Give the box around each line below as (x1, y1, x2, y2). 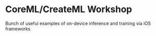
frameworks (5, 25, 30, 31)
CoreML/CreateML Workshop (5, 4, 132, 15)
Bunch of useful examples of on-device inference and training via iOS (5, 20, 151, 26)
